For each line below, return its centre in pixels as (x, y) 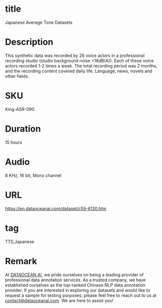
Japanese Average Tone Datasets (39, 22)
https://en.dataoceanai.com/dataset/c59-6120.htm (56, 208)
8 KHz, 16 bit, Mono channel (33, 175)
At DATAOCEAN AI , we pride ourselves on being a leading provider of (74, 274)
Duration (23, 129)
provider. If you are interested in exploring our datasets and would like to (78, 290)
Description (29, 42)
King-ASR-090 (20, 109)
